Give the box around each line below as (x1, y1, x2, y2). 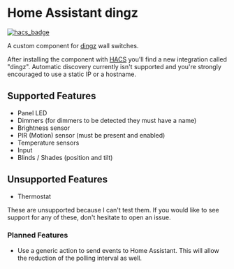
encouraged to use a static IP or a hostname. (7, 70, 136, 78)
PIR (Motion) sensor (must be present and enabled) (17, 131, 166, 139)
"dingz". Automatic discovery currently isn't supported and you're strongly (7, 62, 222, 71)
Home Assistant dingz (7, 5, 138, 21)
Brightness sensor (17, 124, 71, 132)
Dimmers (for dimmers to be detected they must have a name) (17, 116, 197, 124)
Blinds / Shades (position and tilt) (17, 153, 113, 161)
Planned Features (7, 231, 68, 240)
